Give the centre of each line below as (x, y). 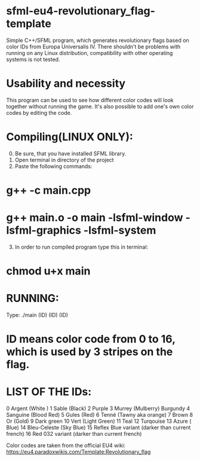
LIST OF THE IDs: (49, 392)
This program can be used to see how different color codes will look (90, 100)
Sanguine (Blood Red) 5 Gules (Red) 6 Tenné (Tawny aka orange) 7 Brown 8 (99, 415)
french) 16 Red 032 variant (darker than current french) (74, 434)
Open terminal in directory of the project (64, 160)
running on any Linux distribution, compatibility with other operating (90, 53)
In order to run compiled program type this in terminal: (81, 247)
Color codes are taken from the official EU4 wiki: (66, 445)
